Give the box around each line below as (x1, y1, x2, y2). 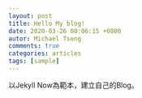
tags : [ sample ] (8, 58, 60, 66)
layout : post (8, 11, 53, 20)
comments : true (8, 42, 60, 50)
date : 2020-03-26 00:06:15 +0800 (8, 27, 122, 35)
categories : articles (8, 49, 82, 58)
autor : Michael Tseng (8, 34, 82, 43)
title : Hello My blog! (8, 19, 85, 28)
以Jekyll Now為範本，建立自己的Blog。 (8, 80, 140, 90)
